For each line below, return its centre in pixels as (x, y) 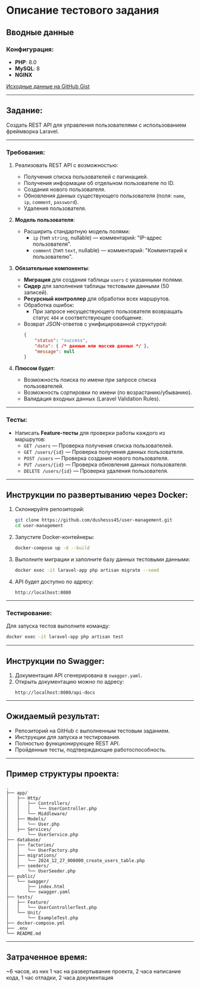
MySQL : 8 (27, 68)
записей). (36, 292)
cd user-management (39, 526)
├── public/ (21, 876)
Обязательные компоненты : (52, 268)
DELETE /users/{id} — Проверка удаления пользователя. (96, 471)
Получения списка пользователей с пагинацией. (86, 177)
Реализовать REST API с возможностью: (66, 165)
